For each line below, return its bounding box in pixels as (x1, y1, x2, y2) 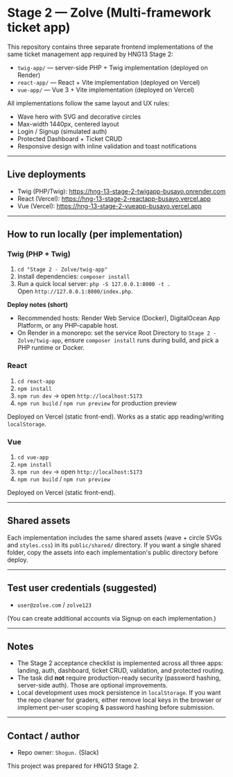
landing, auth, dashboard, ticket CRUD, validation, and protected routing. (17, 667, 225, 675)
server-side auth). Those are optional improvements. (17, 681, 168, 690)
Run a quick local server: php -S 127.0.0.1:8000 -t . (17, 280, 171, 288)
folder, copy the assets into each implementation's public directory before (7, 548, 218, 556)
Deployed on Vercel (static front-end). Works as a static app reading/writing (7, 412, 224, 421)
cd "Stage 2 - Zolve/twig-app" (17, 266, 108, 274)
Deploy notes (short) (7, 301, 68, 309)
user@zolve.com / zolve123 (17, 601, 92, 609)
